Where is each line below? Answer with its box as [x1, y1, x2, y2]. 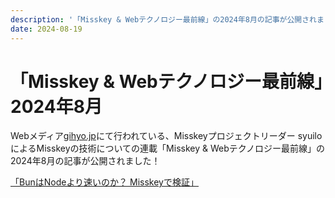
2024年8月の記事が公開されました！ [10, 155, 161, 167]
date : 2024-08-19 [10, 24, 83, 34]
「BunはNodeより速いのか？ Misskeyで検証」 [10, 176, 199, 188]
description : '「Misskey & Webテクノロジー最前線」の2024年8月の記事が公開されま [10, 14, 325, 25]
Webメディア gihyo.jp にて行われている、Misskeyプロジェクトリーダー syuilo [10, 130, 323, 142]
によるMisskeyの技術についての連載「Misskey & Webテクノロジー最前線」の [10, 142, 325, 155]
